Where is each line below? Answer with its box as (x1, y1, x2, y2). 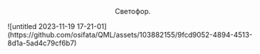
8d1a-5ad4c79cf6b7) (7, 38, 77, 48)
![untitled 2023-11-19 (7, 22, 76, 31)
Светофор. (114, 7, 151, 16)
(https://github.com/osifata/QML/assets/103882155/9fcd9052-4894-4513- (7, 31, 253, 39)
